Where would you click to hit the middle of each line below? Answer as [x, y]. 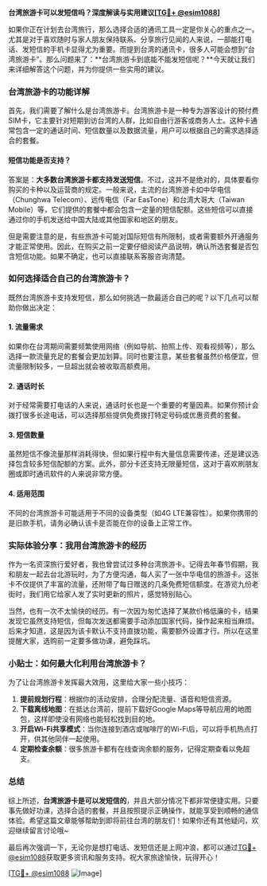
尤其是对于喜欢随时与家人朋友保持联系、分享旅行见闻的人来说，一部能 [123, 39]
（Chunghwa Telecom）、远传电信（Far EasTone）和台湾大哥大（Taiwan [126, 199]
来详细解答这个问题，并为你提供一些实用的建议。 [88, 69]
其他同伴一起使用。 [72, 739]
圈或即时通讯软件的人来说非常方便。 [68, 474]
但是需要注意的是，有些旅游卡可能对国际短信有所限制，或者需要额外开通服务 [133, 236]
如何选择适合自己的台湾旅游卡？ [70, 279]
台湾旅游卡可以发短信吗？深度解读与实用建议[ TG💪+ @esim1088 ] [114, 12]
